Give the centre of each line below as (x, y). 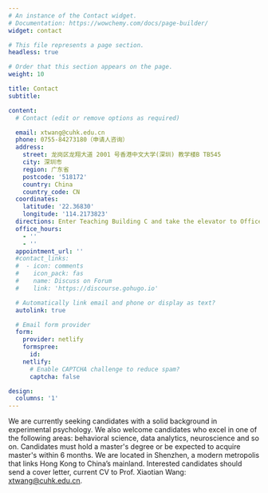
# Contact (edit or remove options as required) (98, 118)
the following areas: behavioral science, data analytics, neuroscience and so (134, 438)
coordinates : (37, 199)
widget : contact (35, 30)
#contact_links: (42, 259)
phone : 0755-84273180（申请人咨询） (72, 140)
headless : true (33, 53)
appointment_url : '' (49, 251)
